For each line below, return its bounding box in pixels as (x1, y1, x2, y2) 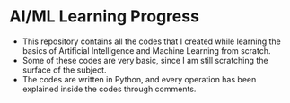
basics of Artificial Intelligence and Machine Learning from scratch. (22, 45, 271, 56)
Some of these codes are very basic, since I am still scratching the (22, 55, 268, 65)
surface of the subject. (22, 64, 107, 75)
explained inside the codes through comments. (22, 83, 197, 94)
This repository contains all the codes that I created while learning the (22, 36, 281, 47)
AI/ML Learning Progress (9, 6, 200, 27)
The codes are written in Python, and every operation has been (22, 73, 257, 84)
